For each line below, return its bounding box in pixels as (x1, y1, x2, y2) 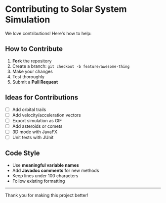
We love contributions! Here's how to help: (5, 30, 92, 36)
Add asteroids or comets (12, 123, 63, 129)
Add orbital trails (12, 106, 46, 112)
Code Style (5, 149, 40, 157)
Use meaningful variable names (12, 162, 79, 168)
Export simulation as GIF (12, 117, 62, 123)
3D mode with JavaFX (12, 129, 58, 135)
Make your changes (12, 68, 53, 74)
